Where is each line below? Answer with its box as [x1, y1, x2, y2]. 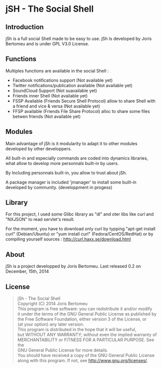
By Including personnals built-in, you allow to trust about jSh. [5, 169, 128, 176]
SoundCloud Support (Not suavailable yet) [12, 88, 97, 93]
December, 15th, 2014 [5, 269, 49, 275]
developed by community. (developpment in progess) [5, 184, 113, 190]
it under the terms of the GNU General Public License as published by [17, 311, 157, 317]
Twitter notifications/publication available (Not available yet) [12, 82, 133, 88]
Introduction [5, 23, 44, 31]
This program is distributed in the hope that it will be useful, [17, 327, 137, 332]
